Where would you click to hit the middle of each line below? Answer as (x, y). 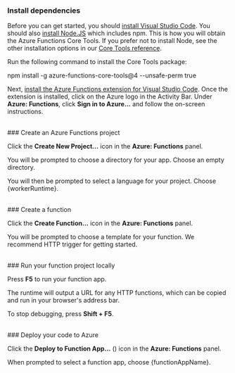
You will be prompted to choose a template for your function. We (101, 237)
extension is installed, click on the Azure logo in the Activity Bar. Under (110, 96)
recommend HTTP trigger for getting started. (72, 244)
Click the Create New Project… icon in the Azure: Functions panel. (105, 146)
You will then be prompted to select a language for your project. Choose (112, 181)
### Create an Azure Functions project (64, 133)
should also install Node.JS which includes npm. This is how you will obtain (116, 33)
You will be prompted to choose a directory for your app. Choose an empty (116, 160)
